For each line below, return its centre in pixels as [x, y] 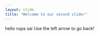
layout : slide [20, 10]
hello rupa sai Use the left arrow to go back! [50, 28]
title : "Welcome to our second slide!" [46, 14]
